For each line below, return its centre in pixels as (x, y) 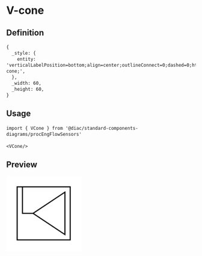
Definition (25, 33)
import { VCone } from (35, 128)
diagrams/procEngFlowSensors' (44, 134)
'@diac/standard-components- (102, 128)
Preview (22, 165)
